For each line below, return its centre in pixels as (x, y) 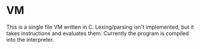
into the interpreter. (30, 39)
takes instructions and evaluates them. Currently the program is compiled (98, 33)
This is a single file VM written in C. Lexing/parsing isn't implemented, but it (100, 27)
